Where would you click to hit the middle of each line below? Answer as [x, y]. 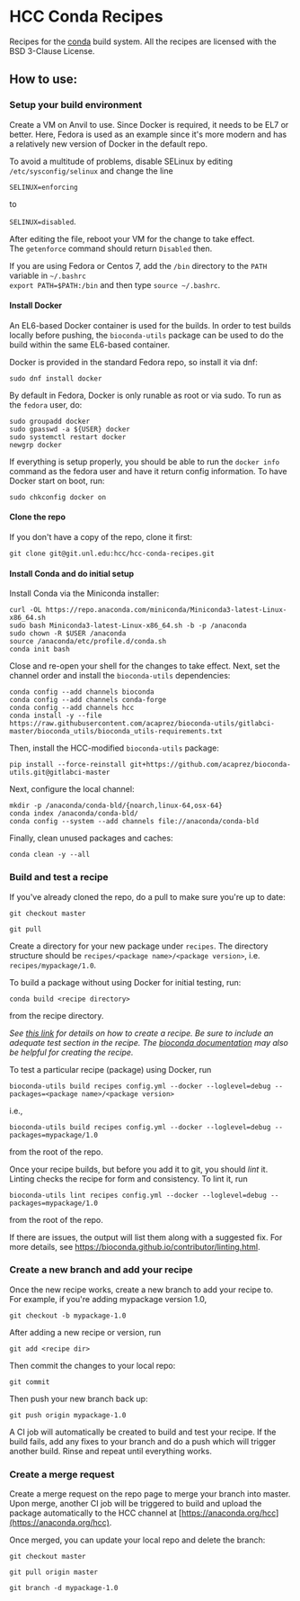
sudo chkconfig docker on [57, 497]
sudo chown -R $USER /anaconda [68, 634]
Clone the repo [37, 517]
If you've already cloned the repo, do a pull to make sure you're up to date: [147, 896]
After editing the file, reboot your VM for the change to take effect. [132, 238]
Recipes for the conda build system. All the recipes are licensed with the [143, 41]
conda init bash [40, 650]
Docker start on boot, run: [57, 481]
